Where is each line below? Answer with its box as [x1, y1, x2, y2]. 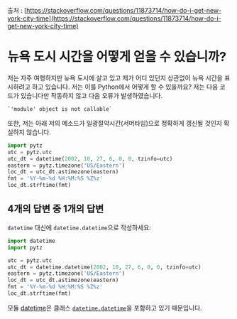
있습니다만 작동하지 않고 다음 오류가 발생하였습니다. [20, 91, 163, 99]
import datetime [7, 237, 55, 244]
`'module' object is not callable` [7, 105, 113, 112]
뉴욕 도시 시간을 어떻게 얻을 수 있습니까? [7, 49, 227, 65]
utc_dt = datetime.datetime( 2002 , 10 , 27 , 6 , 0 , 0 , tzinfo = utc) [7, 264, 202, 271]
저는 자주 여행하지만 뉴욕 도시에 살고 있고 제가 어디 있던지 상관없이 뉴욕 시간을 [7, 73, 224, 82]
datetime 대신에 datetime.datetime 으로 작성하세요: [7, 223, 151, 232]
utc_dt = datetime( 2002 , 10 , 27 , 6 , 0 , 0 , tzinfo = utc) [7, 155, 173, 162]
